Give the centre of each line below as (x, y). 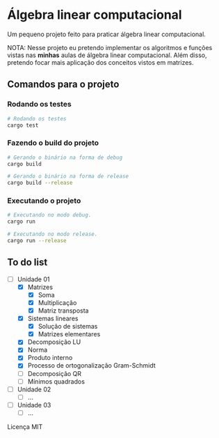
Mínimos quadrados (56, 381)
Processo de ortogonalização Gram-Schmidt (91, 366)
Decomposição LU (54, 342)
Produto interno (50, 358)
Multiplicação (57, 302)
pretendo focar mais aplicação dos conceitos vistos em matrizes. (100, 62)
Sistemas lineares (53, 319)
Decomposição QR (55, 373)
